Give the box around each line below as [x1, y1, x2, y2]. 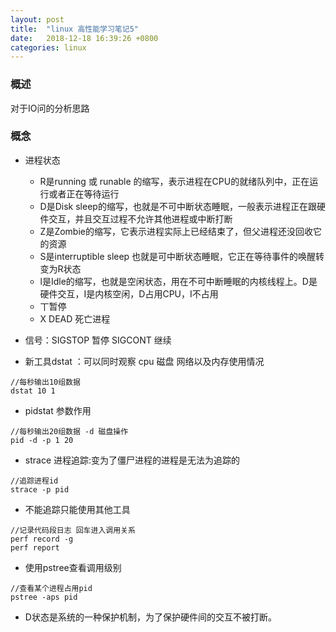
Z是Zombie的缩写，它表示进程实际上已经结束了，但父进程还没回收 [39, 225, 313, 237]
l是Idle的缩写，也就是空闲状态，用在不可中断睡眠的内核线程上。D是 [39, 275, 318, 287]
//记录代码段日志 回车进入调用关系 [10, 525, 136, 535]
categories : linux [10, 42, 87, 53]
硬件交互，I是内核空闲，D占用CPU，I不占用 [39, 287, 219, 300]
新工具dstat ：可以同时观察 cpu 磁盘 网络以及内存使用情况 [24, 355, 265, 367]
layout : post [10, 14, 65, 25]
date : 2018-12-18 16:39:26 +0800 [10, 33, 159, 43]
